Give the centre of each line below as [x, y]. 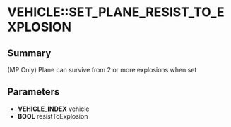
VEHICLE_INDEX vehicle [53, 109]
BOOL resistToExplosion [53, 116]
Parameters [34, 92]
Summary [29, 53]
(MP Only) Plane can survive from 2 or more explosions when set [102, 70]
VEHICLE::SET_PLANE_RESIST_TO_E [116, 12]
